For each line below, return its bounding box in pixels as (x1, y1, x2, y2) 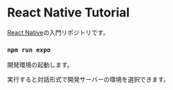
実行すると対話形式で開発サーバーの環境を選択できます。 (7, 76, 170, 84)
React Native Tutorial (7, 5, 130, 21)
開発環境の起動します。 (7, 60, 74, 69)
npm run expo (7, 46, 51, 54)
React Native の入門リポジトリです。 (7, 28, 110, 36)
